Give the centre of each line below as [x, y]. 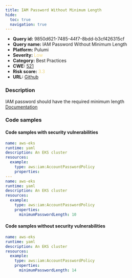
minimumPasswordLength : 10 [48, 215]
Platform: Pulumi [31, 50]
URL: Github [26, 77]
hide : [11, 15]
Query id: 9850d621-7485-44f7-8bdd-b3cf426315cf [69, 39]
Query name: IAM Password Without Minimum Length [70, 45]
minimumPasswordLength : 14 [48, 270]
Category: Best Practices [39, 61]
